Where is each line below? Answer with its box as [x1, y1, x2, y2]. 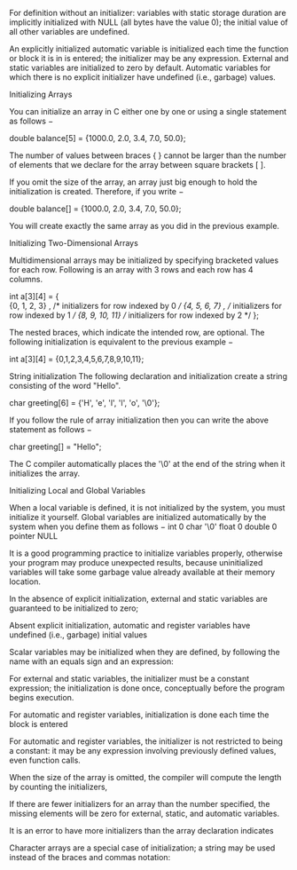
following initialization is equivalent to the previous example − [9, 336, 234, 347]
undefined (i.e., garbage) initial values [9, 629, 148, 640]
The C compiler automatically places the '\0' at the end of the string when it [9, 459, 285, 469]
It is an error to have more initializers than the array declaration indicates [9, 826, 274, 835]
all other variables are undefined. [9, 27, 130, 36]
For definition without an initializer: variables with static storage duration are [9, 8, 286, 18]
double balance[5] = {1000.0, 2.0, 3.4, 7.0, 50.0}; [9, 133, 186, 143]
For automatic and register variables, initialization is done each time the [9, 709, 270, 720]
